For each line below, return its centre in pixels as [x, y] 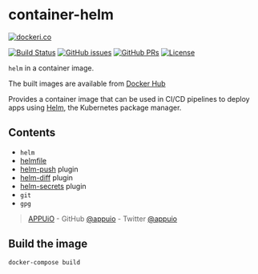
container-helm [61, 15]
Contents [32, 133]
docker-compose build [44, 262]
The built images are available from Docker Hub [87, 83]
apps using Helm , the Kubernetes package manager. [95, 107]
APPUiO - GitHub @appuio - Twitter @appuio [103, 219]
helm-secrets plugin [53, 186]
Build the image [48, 244]
